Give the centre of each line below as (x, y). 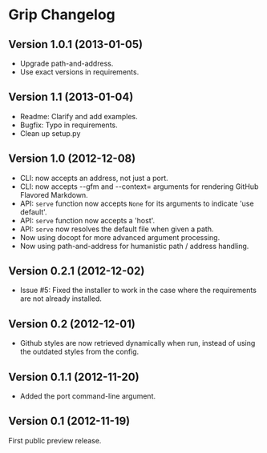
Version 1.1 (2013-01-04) (71, 97)
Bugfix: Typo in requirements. (69, 125)
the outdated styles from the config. (79, 352)
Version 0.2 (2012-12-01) (72, 324)
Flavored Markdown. (54, 194)
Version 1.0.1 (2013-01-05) (75, 44)
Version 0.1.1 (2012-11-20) (74, 377)
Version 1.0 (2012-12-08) (72, 159)
